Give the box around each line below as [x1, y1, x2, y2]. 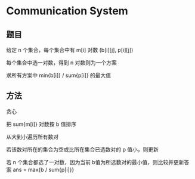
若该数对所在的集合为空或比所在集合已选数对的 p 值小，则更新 [6, 146, 159, 153]
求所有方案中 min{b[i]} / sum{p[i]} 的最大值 [6, 72, 112, 79]
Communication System [6, 4, 128, 18]
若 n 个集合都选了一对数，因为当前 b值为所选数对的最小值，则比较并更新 [6, 158, 184, 165]
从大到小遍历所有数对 [6, 133, 58, 140]
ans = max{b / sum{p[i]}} [13, 166, 75, 173]
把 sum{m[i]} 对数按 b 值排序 [6, 121, 77, 128]
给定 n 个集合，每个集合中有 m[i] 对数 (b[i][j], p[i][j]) [6, 47, 134, 53]
